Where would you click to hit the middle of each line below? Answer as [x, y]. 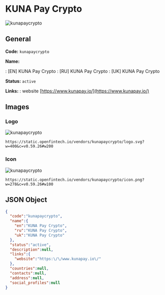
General [18, 39]
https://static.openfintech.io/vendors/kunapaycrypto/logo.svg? [75, 142]
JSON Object [26, 200]
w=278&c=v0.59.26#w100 [29, 184]
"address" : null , [27, 278]
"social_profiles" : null [35, 283]
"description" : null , [32, 250]
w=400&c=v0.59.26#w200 [29, 146]
